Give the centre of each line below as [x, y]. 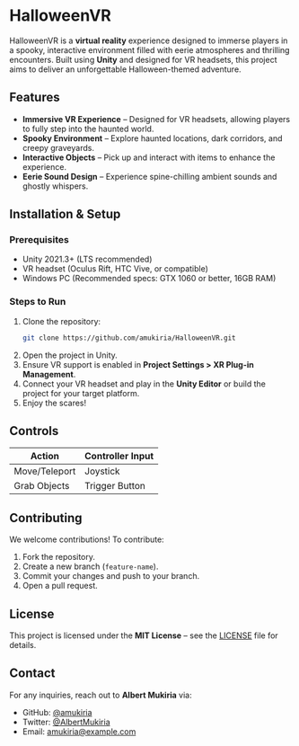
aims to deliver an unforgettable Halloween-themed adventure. [125, 69]
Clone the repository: [62, 321]
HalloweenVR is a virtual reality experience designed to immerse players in [149, 40]
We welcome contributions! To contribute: [87, 539]
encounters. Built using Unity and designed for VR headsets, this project [143, 59]
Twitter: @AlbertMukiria [66, 722]
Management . [49, 374]
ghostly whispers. [55, 186]
